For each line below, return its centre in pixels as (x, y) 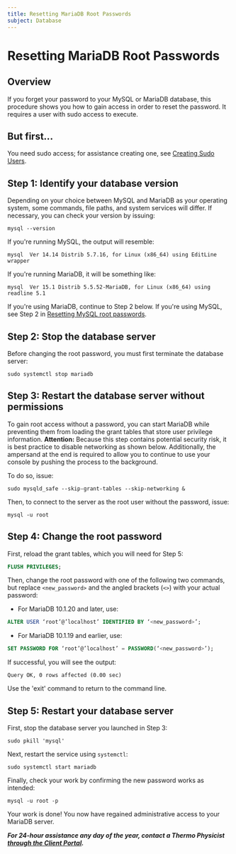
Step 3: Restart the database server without (106, 396)
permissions (35, 407)
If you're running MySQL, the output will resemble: (81, 242)
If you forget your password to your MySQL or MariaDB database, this (109, 99)
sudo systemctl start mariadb (52, 767)
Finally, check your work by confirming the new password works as (106, 780)
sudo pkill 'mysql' (36, 741)
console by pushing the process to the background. (83, 462)
